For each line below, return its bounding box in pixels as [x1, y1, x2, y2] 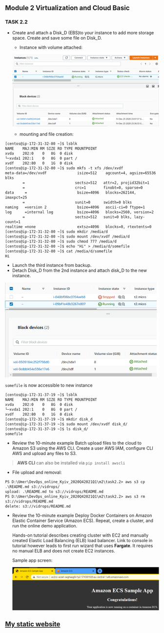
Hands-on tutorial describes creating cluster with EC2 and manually [12, 532, 149, 538]
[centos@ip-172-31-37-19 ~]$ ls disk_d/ [5, 427, 89, 432]
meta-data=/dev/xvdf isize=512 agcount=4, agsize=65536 [5, 171, 156, 175]
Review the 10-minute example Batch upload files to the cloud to [12, 440, 142, 446]
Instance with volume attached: [19, 44, 83, 50]
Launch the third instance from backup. [12, 262, 92, 268]
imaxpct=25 [5, 195, 27, 200]
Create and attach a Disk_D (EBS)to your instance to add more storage [12, 29, 154, 36]
